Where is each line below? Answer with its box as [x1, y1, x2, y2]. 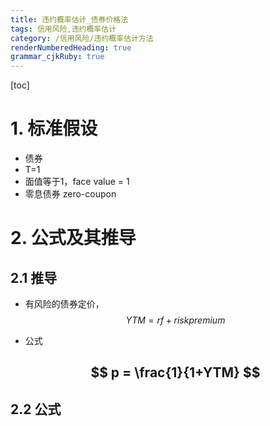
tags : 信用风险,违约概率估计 [10, 24, 117, 34]
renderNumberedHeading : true [10, 42, 132, 53]
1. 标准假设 [10, 117, 98, 140]
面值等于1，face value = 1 [24, 176, 130, 188]
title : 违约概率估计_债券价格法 [10, 14, 129, 25]
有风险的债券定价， [24, 298, 105, 310]
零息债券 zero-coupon [24, 188, 117, 200]
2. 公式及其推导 [10, 227, 137, 250]
